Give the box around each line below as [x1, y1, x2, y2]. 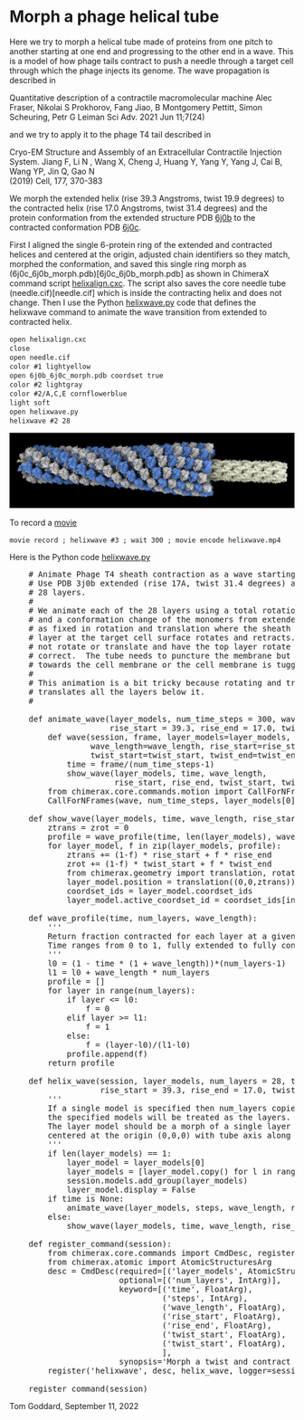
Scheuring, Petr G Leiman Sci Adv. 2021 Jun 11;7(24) [9, 111, 205, 122]
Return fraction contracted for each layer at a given [47, 930, 296, 941]
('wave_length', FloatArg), [161, 1301, 287, 1312]
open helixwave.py [9, 407, 79, 416]
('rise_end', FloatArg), [161, 1320, 272, 1330]
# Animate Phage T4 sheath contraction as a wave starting [28, 568, 296, 579]
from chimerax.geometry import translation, [66, 867, 268, 878]
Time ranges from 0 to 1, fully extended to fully [47, 939, 278, 950]
